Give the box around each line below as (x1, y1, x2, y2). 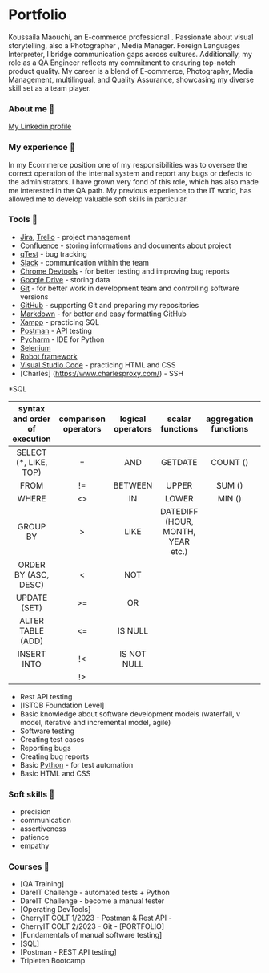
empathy (19, 841, 50, 851)
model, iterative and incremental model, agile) (19, 717, 171, 727)
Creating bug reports (19, 752, 90, 761)
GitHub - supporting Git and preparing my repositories (19, 300, 199, 310)
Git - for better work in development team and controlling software (19, 283, 240, 293)
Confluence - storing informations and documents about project (19, 241, 231, 250)
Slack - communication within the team (19, 257, 150, 267)
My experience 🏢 (8, 142, 76, 153)
